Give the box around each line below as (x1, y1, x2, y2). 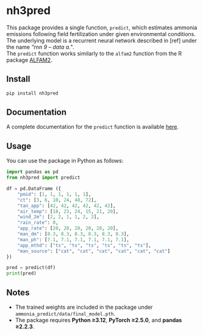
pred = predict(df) (6, 265, 56, 271)
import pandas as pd (6, 169, 59, 175)
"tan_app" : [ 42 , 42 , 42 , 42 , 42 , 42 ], (17, 203, 116, 209)
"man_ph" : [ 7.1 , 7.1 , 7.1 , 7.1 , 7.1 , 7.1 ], (17, 236, 130, 243)
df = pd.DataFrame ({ (6, 186, 62, 192)
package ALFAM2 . (6, 56, 53, 63)
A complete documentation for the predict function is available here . (6, 123, 179, 131)
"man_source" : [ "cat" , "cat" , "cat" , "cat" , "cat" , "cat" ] (17, 248, 171, 254)
